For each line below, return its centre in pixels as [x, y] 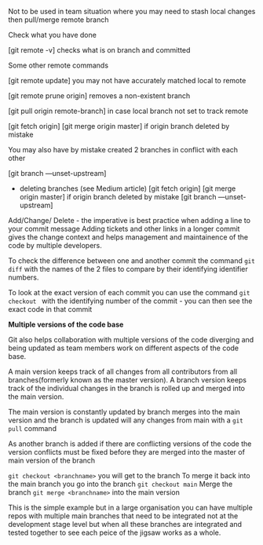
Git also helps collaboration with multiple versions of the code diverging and [131, 340]
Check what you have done [52, 35]
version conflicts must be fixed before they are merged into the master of [127, 452]
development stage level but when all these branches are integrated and [125, 524]
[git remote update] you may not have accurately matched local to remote [127, 80]
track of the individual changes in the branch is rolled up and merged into [127, 388]
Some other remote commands [58, 65]
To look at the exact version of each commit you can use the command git [129, 293]
